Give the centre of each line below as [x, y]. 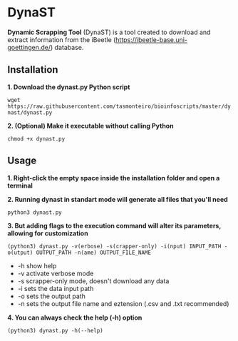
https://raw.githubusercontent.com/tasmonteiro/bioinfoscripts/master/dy [119, 106]
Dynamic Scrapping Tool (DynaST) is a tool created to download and [109, 32]
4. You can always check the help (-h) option [75, 317]
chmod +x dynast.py [36, 139]
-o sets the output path [51, 296]
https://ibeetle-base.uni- [151, 39]
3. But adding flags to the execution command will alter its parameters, [114, 225]
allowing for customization [48, 233]
